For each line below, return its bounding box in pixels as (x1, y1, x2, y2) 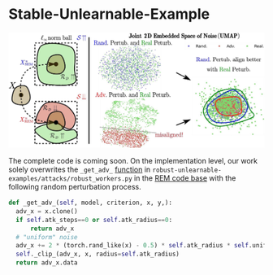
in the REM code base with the (133, 173, 236, 183)
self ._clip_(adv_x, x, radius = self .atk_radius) (15, 250, 180, 259)
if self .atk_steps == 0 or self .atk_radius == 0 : (15, 216, 173, 224)
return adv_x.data (15, 259, 79, 267)
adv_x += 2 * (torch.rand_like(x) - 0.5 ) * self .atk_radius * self (15, 242, 249, 250)
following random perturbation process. (8, 182, 141, 192)
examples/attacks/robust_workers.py (8, 175, 132, 183)
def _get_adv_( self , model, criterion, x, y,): (8, 199, 173, 207)
